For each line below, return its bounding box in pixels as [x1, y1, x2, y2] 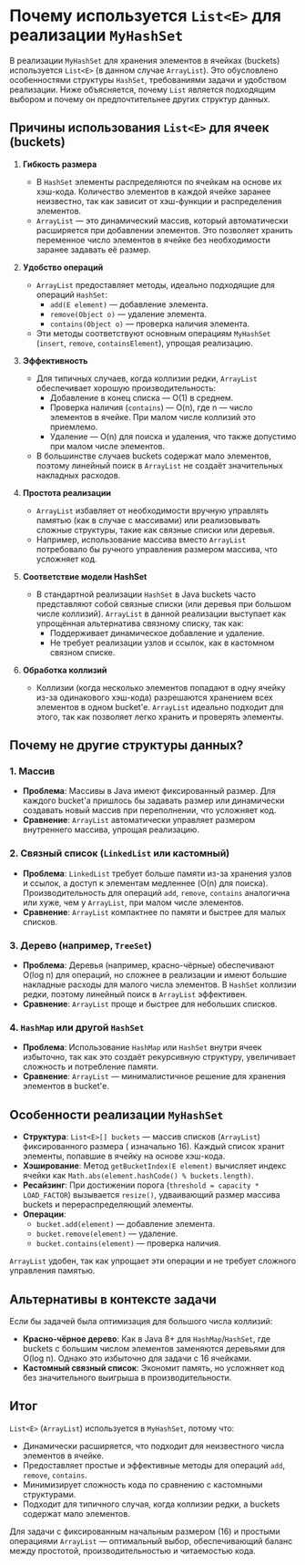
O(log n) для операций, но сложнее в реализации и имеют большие [22, 970, 288, 981]
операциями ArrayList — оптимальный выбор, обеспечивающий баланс [9, 1535, 293, 1546]
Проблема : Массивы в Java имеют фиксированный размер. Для [22, 786, 276, 797]
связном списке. [49, 646, 116, 657]
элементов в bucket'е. [22, 1081, 109, 1092]
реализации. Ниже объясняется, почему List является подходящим [9, 84, 276, 95]
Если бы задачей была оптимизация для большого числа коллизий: [9, 1315, 273, 1326]
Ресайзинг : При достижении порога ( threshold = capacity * [22, 1179, 259, 1190]
